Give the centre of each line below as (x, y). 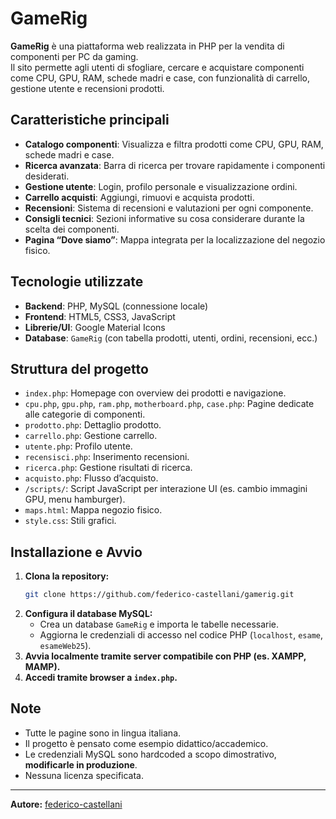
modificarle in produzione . (81, 764)
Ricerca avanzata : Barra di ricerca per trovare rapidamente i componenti (175, 165)
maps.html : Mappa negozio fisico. (93, 510)
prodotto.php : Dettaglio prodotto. (93, 425)
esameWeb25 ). (65, 646)
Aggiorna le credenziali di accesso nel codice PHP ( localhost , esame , (181, 635)
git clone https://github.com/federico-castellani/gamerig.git (159, 595)
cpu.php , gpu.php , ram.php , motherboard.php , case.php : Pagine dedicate (169, 404)
